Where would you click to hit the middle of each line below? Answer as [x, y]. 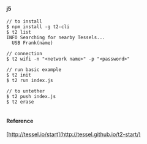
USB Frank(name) [32, 43]
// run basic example [34, 70]
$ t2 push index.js [31, 97]
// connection [24, 54]
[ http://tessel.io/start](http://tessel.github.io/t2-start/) [73, 134]
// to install [24, 21]
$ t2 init [19, 75]
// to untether [26, 91]
